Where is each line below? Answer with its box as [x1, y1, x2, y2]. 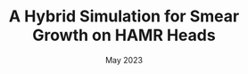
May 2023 [104, 54, 144, 65]
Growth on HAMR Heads [31, 25, 217, 45]
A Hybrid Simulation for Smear [8, 6, 240, 27]
